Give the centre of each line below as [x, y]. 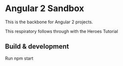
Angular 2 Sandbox [44, 8]
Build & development [37, 47]
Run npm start [19, 58]
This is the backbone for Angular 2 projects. [49, 22]
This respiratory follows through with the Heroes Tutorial [61, 31]
